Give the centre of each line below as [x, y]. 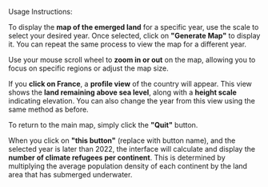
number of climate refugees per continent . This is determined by [117, 157]
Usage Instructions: [40, 12]
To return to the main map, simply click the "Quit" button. [103, 125]
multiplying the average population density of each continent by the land [128, 166]
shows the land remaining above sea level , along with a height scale [123, 92]
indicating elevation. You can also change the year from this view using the [132, 101]
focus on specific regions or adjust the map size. [89, 68]
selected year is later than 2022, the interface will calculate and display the [132, 149]
